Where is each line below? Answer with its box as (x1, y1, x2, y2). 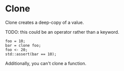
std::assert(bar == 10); (5, 52, 57, 57)
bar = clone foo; (5, 43, 41, 48)
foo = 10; (5, 38, 26, 44)
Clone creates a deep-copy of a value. (5, 19, 84, 25)
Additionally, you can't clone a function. (5, 60, 87, 66)
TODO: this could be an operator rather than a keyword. (5, 29, 120, 35)
